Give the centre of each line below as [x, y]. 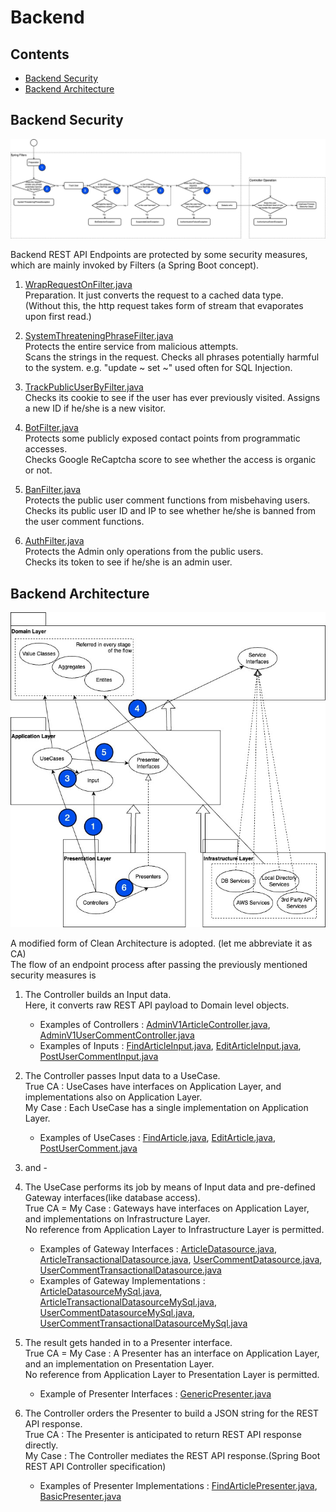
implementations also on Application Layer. [113, 1097]
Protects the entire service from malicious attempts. [131, 347]
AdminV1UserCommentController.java [117, 1035]
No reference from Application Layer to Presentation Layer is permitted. [172, 1375]
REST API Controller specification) [95, 1467]
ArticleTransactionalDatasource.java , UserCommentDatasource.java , [181, 1260]
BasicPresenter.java [80, 1497]
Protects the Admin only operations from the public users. [144, 552]
